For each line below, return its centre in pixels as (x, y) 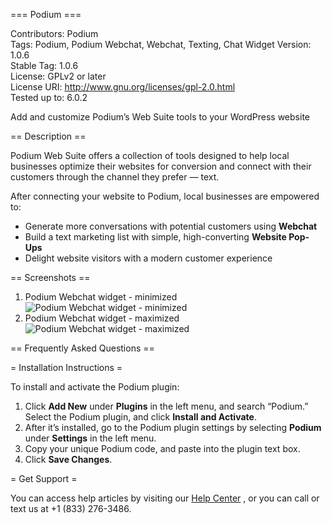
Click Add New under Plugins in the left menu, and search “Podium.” (166, 406)
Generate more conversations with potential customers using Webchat (171, 226)
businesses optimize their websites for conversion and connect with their (161, 166)
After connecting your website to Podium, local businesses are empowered (165, 196)
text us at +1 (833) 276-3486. (71, 508)
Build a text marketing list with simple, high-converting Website (155, 237)
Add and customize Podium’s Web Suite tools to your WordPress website (160, 117)
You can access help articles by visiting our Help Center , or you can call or (165, 498)
